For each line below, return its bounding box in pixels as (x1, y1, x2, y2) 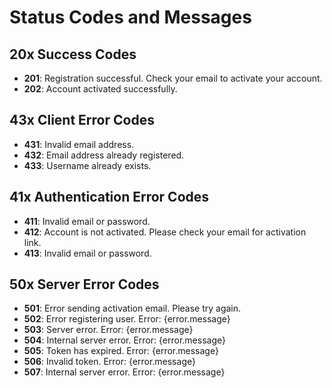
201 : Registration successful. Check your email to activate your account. (23, 72, 323, 84)
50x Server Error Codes (9, 276, 160, 293)
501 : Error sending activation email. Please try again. (23, 302, 242, 315)
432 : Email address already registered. (23, 149, 185, 161)
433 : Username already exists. (23, 159, 152, 171)
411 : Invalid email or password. (23, 215, 151, 227)
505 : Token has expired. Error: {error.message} (23, 345, 219, 357)
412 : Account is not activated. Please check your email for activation (23, 226, 307, 238)
